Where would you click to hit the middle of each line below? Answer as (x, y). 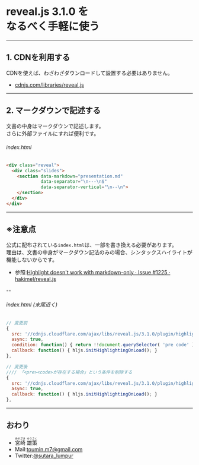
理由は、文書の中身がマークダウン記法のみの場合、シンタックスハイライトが (99, 252)
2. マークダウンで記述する (53, 111)
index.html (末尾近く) (32, 305)
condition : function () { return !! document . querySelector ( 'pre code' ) (103, 345)
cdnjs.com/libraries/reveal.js (49, 85)
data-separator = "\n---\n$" (74, 182)
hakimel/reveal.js (35, 279)
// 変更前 (17, 323)
